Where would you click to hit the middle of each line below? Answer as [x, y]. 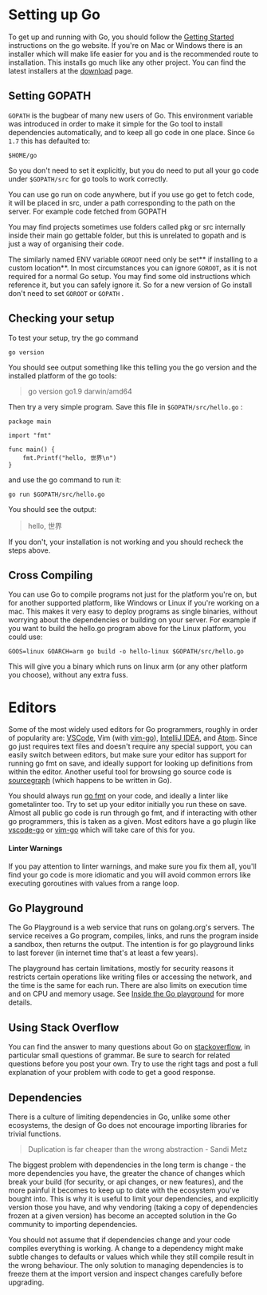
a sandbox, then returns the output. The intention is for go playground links [132, 945]
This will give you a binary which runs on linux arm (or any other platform [128, 666]
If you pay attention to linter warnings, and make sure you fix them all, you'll [132, 866]
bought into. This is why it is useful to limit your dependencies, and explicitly [133, 1198]
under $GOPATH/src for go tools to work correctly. [88, 178]
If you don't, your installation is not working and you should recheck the [126, 542]
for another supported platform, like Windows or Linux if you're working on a [134, 603]
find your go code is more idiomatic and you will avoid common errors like [130, 874]
